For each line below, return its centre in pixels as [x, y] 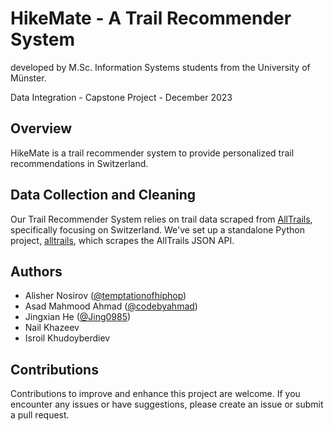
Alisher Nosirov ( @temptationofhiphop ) [105, 296]
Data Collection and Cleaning [103, 195]
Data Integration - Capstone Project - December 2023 [121, 97]
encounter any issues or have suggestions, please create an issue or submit [167, 404]
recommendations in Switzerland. [79, 163]
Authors [36, 271]
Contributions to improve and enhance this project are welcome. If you [155, 394]
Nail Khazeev [52, 328]
